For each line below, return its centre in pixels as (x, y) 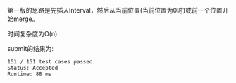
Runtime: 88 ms (30, 74)
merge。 (26, 19)
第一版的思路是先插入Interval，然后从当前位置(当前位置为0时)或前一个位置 (115, 10)
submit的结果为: (31, 48)
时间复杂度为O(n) (32, 34)
